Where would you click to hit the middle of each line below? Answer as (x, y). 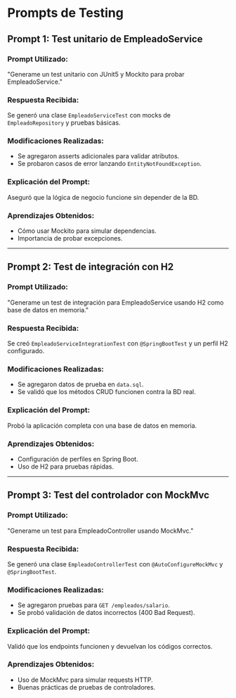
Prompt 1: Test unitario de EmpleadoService (105, 39)
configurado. (26, 351)
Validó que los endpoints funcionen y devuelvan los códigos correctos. (110, 646)
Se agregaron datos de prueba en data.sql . (80, 384)
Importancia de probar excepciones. (70, 239)
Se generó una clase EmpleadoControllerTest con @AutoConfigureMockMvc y (115, 564)
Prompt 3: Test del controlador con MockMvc (108, 495)
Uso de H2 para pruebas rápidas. (66, 467)
